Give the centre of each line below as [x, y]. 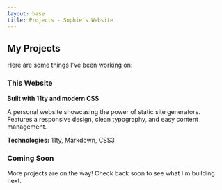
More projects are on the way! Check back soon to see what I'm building [111, 173]
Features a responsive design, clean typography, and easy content [103, 119]
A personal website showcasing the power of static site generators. [104, 111]
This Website [30, 83]
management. [27, 127]
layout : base [26, 14]
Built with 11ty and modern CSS [53, 98]
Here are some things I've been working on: [70, 65]
